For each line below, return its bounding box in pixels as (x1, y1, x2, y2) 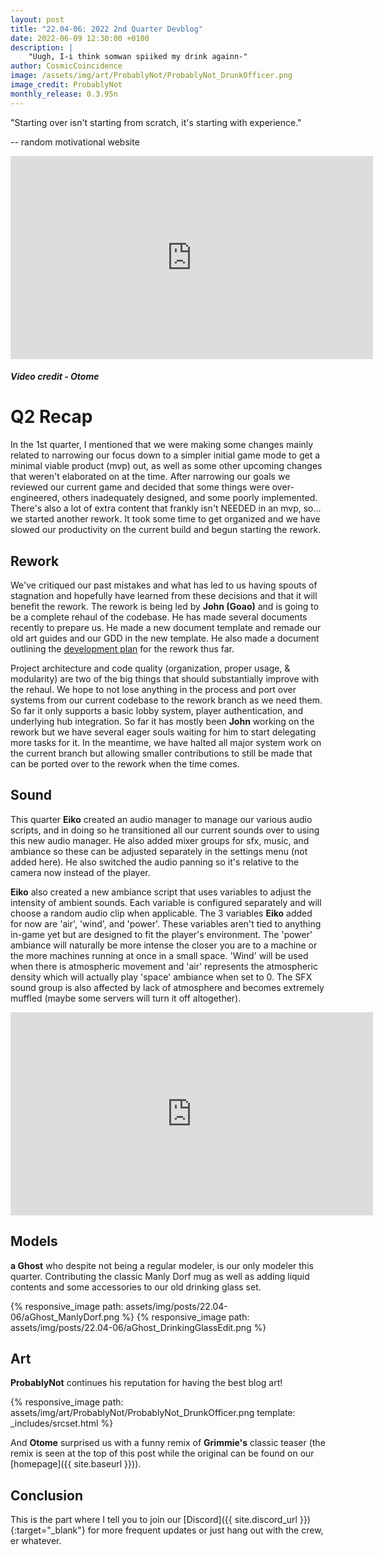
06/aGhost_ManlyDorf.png (10, 1311, 120, 1323)
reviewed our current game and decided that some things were (10, 481, 270, 493)
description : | (10, 42, 74, 53)
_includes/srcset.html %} (10, 1417, 114, 1430)
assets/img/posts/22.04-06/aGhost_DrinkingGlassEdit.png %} (10, 1321, 267, 1333)
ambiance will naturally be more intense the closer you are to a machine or (10, 939, 318, 951)
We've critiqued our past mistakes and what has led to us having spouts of (10, 579, 318, 591)
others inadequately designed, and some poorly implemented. (61, 492, 318, 504)
